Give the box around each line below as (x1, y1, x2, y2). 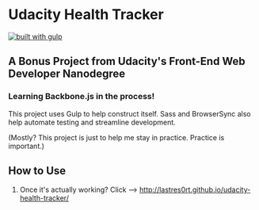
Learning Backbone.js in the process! (8, 91, 155, 102)
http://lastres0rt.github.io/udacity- (139, 185, 251, 195)
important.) (8, 141, 45, 151)
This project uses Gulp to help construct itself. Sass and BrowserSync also (8, 109, 251, 118)
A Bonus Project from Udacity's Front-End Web (8, 55, 246, 68)
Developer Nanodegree (8, 67, 126, 81)
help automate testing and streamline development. (8, 117, 176, 127)
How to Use (8, 164, 67, 178)
